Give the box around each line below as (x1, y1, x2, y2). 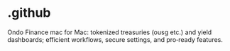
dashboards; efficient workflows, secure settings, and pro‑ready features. (7, 35, 224, 43)
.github (7, 5, 51, 21)
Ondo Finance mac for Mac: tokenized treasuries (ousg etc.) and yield (7, 28, 212, 36)
